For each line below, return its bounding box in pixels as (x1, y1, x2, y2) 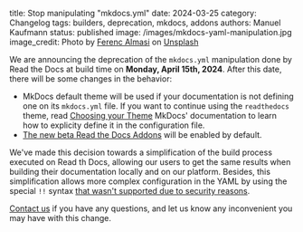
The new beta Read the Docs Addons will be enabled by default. (22, 130, 262, 140)
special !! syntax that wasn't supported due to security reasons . (9, 186, 251, 196)
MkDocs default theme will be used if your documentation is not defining (22, 91, 294, 101)
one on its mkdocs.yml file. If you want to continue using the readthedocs (22, 101, 289, 111)
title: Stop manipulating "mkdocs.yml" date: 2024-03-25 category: (9, 8, 257, 18)
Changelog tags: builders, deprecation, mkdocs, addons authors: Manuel (9, 17, 281, 28)
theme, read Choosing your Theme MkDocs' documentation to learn (22, 111, 278, 121)
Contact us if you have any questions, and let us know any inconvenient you (9, 203, 293, 214)
